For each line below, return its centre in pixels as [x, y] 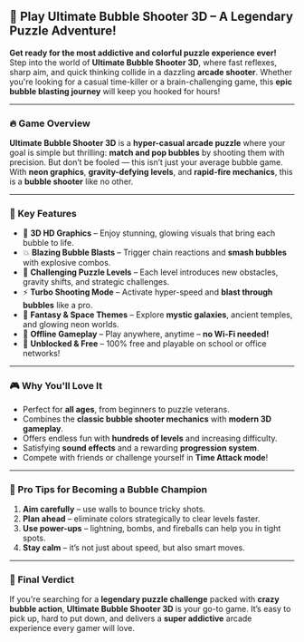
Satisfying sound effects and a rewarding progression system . [141, 447]
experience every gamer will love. [72, 628]
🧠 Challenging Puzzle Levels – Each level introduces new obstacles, [150, 272]
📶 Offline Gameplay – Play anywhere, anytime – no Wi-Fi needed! [146, 334]
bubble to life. [48, 243]
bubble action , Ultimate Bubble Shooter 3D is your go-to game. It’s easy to [150, 609]
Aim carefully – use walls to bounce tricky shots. [114, 509]
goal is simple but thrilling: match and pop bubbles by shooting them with [147, 153]
